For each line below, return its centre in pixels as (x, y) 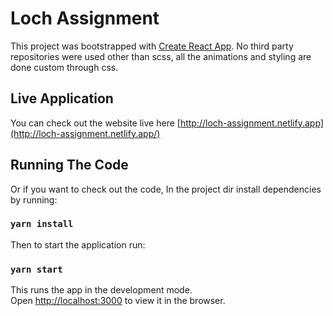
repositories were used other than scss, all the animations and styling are (161, 56)
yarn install (42, 224)
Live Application (62, 98)
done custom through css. (64, 67)
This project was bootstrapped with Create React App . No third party (152, 46)
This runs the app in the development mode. (101, 290)
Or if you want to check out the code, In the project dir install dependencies (166, 189)
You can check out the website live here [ (95, 123)
